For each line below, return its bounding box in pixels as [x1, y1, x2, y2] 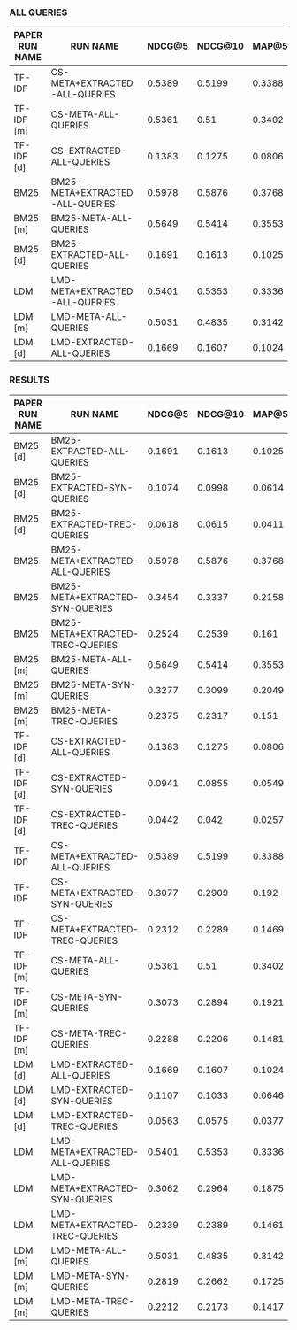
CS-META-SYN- [50, 990, 124, 1002]
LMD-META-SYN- [50, 1269, 131, 1281]
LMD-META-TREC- [50, 1295, 135, 1307]
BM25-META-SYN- [50, 678, 137, 691]
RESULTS [9, 374, 50, 386]
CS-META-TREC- [50, 1027, 127, 1040]
